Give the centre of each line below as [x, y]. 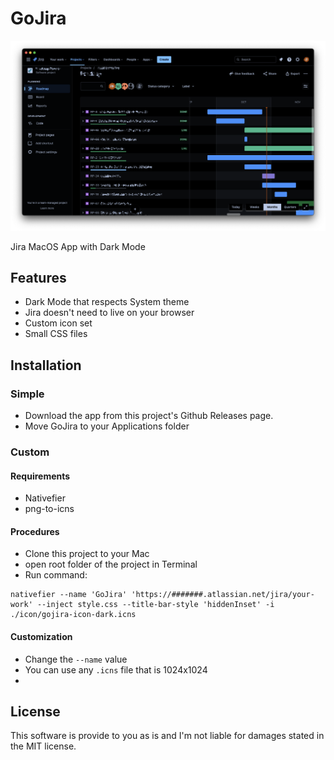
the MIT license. [43, 746]
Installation [46, 365]
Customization [41, 637]
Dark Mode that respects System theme [107, 302]
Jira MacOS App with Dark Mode [78, 246]
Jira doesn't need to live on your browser [109, 313]
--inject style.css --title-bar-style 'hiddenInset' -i [155, 605]
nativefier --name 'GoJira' [69, 595]
